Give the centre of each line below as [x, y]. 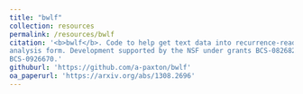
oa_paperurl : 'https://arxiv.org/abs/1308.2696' [102, 76]
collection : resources [52, 26]
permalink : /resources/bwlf [62, 34]
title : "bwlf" [36, 17]
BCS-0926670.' [36, 59]
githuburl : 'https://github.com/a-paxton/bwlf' [101, 68]
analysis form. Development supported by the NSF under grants [131, 51]
